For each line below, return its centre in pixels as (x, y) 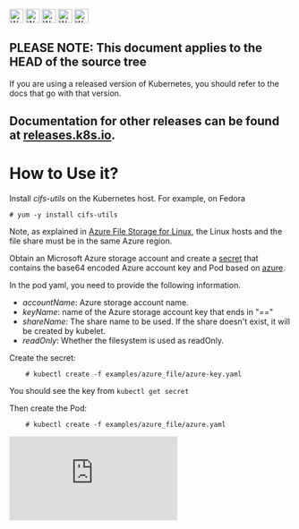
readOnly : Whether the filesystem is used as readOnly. (123, 341)
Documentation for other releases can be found (145, 121)
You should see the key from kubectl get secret (99, 391)
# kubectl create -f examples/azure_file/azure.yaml (126, 425)
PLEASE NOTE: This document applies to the (136, 48)
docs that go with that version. (65, 93)
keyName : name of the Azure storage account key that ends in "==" (148, 312)
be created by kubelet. (64, 331)
